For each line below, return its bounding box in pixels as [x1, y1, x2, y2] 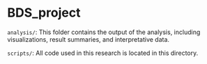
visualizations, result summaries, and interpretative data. [7, 35, 169, 43]
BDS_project [7, 5, 81, 21]
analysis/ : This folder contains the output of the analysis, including [7, 28, 201, 36]
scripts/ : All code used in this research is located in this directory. [7, 49, 199, 57]
